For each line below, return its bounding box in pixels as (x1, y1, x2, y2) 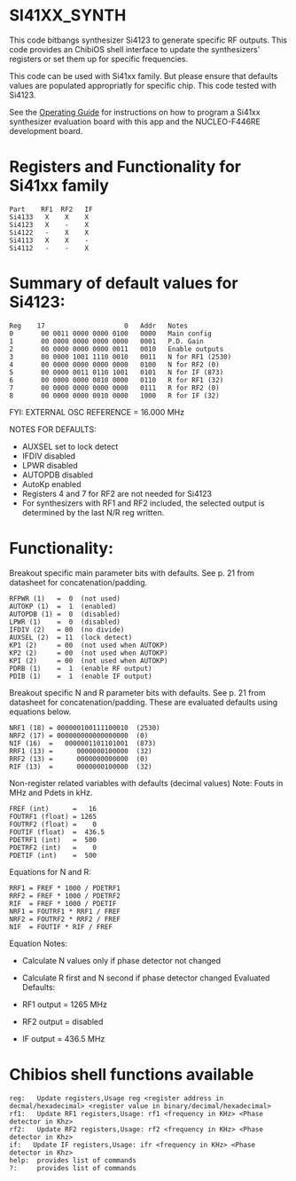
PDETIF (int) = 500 (9, 851, 97, 860)
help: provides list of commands (9, 1155, 137, 1165)
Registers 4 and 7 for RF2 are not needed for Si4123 (21, 488, 213, 499)
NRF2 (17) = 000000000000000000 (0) (9, 731, 149, 740)
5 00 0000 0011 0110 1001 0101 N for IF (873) (9, 367, 224, 377)
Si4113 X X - (9, 236, 90, 245)
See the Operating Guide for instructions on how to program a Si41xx (9, 106, 261, 117)
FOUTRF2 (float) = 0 (9, 820, 97, 829)
